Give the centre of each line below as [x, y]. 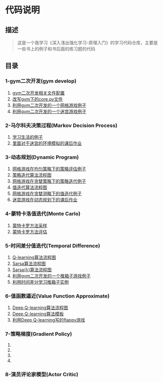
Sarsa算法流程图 [29, 263]
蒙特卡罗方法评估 [30, 231]
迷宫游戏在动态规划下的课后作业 [45, 200]
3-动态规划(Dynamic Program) [42, 157]
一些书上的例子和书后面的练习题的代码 [56, 49]
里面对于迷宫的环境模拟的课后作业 [47, 143]
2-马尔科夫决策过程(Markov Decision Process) [61, 125]
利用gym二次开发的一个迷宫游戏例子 [49, 111]
